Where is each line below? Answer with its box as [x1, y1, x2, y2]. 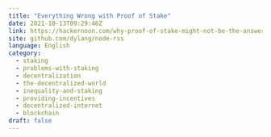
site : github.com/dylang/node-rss [8, 34, 125, 43]
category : [8, 49, 42, 57]
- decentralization [15, 72, 81, 80]
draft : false [8, 117, 52, 125]
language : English [8, 42, 70, 50]
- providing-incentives [15, 94, 95, 102]
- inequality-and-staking [15, 86, 103, 95]
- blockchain [15, 110, 60, 118]
